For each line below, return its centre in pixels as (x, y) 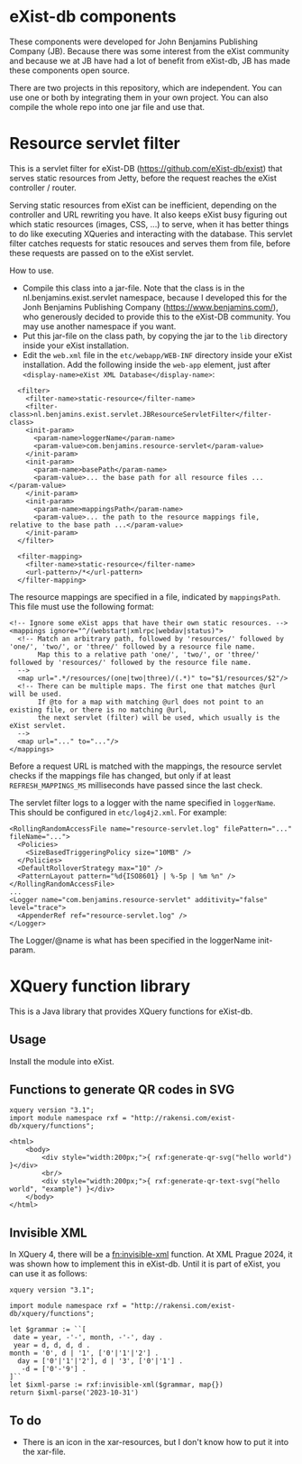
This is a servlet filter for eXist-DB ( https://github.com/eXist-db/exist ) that (146, 168)
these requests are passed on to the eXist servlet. (101, 253)
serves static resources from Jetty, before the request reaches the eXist (143, 178)
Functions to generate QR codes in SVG (122, 1090)
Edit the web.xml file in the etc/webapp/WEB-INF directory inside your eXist (157, 354)
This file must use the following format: (82, 606)
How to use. (32, 270)
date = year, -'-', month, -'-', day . (88, 1338)
